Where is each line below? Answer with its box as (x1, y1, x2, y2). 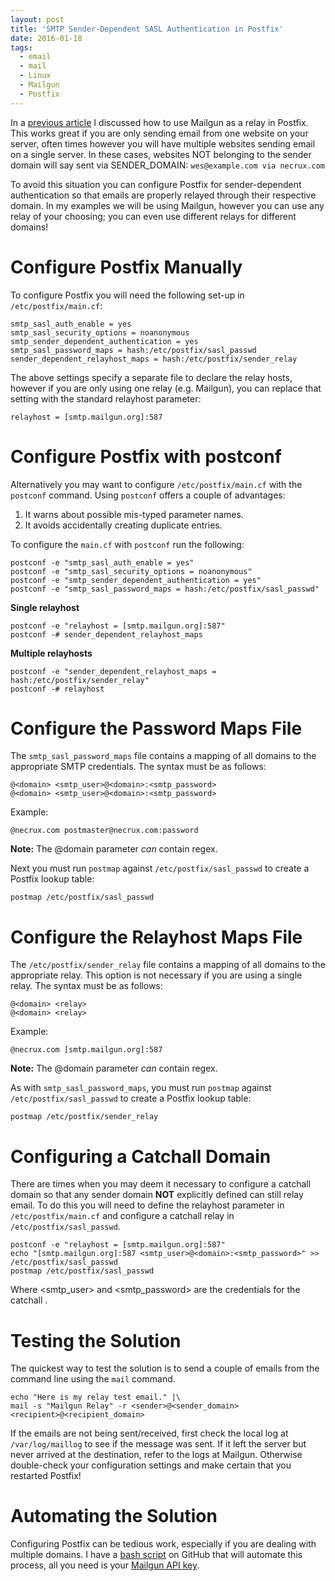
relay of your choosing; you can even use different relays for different (10, 210, 297, 222)
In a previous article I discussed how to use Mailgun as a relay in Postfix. (10, 116, 309, 128)
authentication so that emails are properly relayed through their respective (10, 189, 317, 201)
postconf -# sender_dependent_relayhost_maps (10, 629, 203, 640)
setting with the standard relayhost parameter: (10, 392, 202, 405)
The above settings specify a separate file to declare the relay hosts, (10, 371, 293, 383)
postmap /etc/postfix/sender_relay (10, 1112, 159, 1122)
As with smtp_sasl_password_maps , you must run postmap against (10, 1082, 272, 1094)
